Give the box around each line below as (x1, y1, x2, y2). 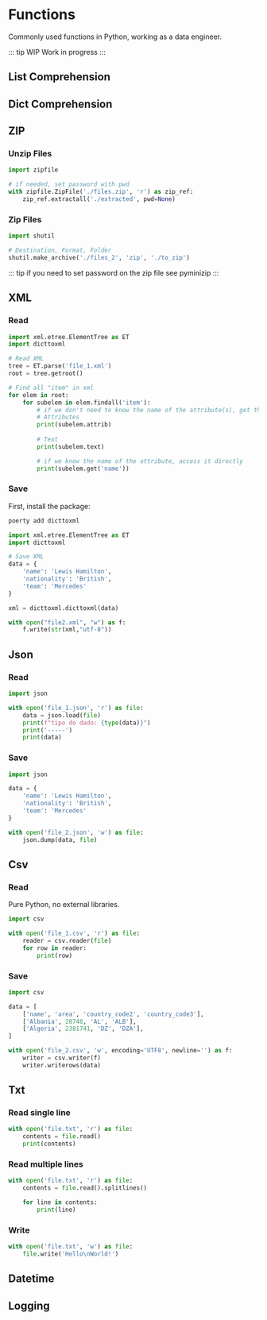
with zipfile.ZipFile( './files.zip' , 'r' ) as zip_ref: (8, 188, 194, 196)
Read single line (8, 1107, 72, 1118)
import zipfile (8, 166, 59, 174)
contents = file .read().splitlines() (22, 1184, 148, 1192)
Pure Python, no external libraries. (8, 900, 120, 909)
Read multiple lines (8, 1159, 83, 1170)
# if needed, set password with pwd (8, 180, 130, 188)
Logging (8, 1299, 50, 1312)
